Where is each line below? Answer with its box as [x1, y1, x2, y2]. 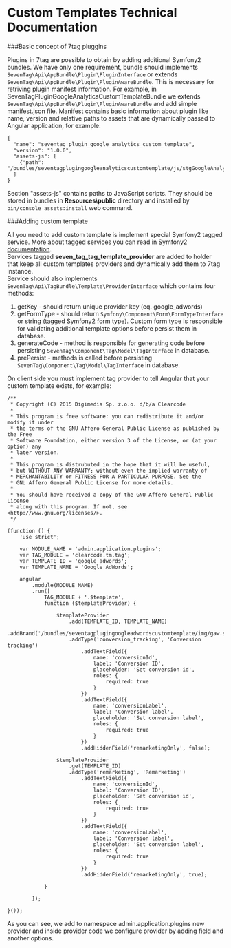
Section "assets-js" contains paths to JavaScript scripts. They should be [7, 189, 212, 197]
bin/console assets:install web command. [7, 203, 133, 212]
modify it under [7, 419, 54, 426]
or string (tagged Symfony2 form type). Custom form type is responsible [16, 317, 223, 325]
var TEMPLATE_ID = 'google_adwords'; [19, 557, 128, 564]
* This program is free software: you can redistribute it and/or [10, 413, 205, 420]
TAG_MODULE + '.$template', [43, 594, 125, 601]
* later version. [10, 449, 60, 456]
